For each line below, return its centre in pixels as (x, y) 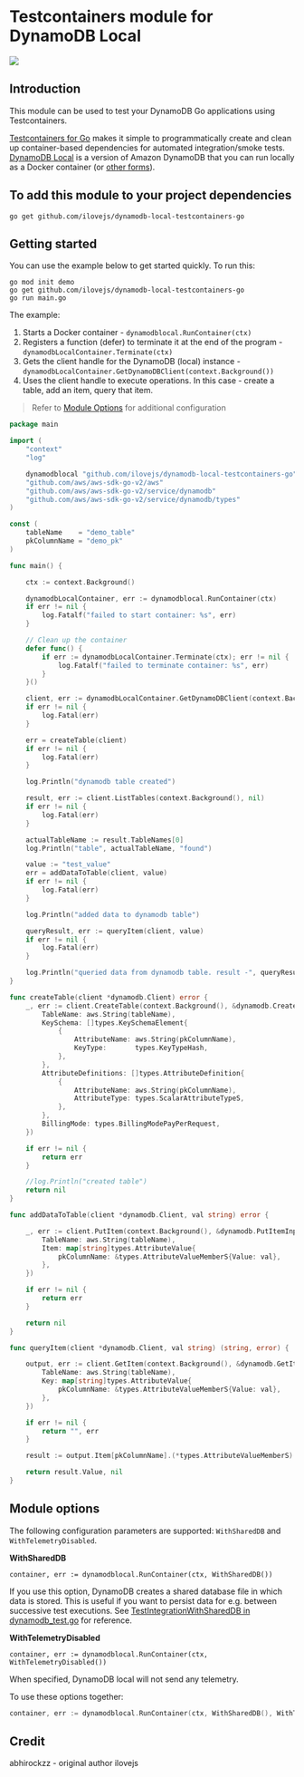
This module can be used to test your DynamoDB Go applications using (142, 111)
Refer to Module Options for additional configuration (128, 408)
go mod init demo (42, 283)
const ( (24, 524)
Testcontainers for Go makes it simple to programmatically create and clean (151, 138)
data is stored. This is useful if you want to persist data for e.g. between (143, 1600)
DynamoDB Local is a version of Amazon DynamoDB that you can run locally (152, 157)
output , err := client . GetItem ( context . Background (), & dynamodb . (152, 1364)
